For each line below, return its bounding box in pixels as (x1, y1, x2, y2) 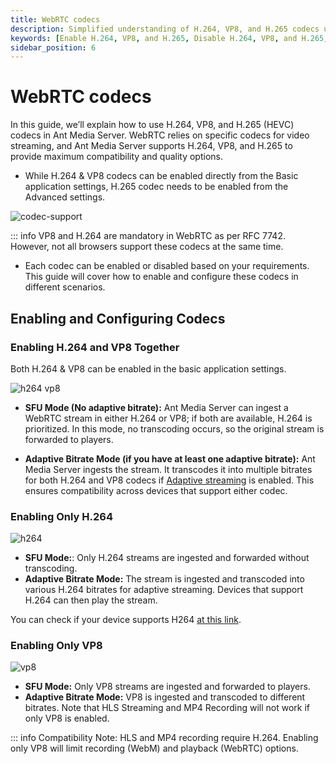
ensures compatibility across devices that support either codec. (24, 484, 288, 496)
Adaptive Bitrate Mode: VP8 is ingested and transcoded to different (24, 691, 306, 703)
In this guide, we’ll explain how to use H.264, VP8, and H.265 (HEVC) (10, 119, 295, 131)
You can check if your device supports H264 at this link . (10, 614, 242, 626)
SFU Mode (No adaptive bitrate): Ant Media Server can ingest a (24, 401, 289, 413)
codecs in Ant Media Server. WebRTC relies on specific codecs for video (10, 129, 310, 141)
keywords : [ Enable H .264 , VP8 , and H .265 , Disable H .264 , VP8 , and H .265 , (10, 33, 329, 43)
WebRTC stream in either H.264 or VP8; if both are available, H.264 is (24, 412, 313, 424)
